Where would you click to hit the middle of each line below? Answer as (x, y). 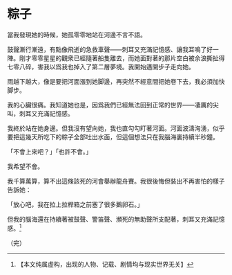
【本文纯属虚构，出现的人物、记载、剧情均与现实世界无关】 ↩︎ (105, 264)
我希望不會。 (25, 166)
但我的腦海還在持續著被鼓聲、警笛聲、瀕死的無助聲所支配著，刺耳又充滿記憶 (116, 219)
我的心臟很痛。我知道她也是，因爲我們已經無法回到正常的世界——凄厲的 (110, 105)
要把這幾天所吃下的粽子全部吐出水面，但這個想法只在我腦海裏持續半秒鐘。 (113, 136)
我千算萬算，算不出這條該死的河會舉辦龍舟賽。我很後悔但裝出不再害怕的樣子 (116, 181)
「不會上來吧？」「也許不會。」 (49, 151)
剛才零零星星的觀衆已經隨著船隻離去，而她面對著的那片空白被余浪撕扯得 (122, 58)
